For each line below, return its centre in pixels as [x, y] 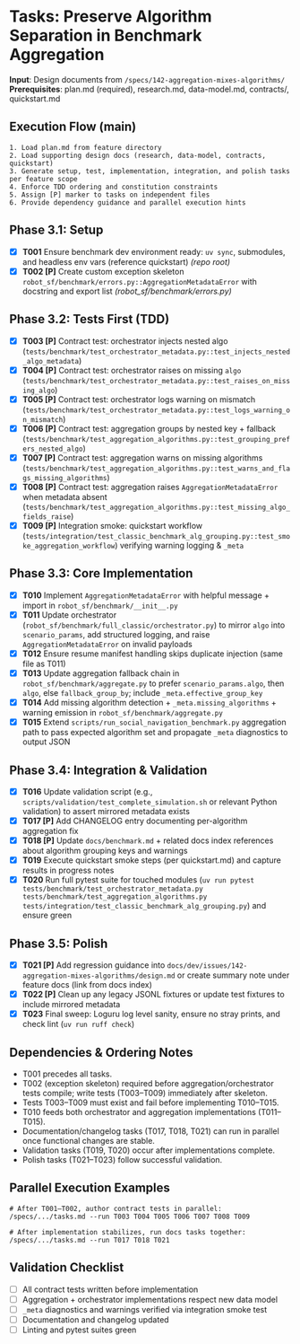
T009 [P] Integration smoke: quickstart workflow [112, 525]
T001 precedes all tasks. [67, 1074]
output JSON [46, 742]
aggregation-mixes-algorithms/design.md [99, 976]
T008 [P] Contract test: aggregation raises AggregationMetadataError [150, 487]
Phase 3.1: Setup [56, 230]
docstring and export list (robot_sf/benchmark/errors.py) [127, 291]
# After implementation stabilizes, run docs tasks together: [128, 1232]
